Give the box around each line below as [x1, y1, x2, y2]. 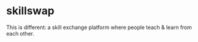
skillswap [6, 4, 55, 18]
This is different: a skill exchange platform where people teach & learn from [6, 24, 192, 31]
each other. [6, 30, 35, 37]
